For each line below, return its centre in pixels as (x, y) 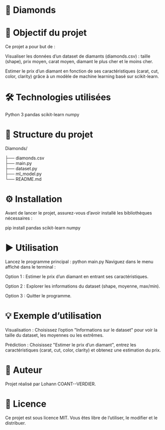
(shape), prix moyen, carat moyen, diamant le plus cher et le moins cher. (79, 62)
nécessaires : (19, 218)
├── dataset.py (21, 169)
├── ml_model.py (24, 174)
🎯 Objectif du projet (46, 33)
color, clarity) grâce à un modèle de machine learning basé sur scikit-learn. (82, 76)
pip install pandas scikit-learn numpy (43, 227)
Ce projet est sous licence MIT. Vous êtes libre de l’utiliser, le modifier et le (82, 418)
